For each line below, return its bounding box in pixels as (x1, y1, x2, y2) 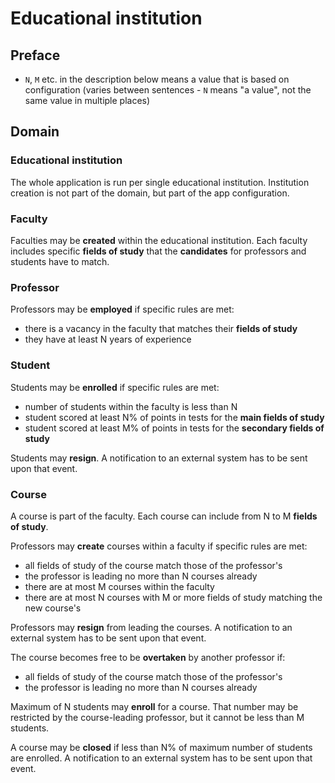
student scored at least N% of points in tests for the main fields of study (24, 411, 325, 423)
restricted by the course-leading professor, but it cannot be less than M (10, 711, 305, 723)
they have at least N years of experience (24, 333, 192, 346)
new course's (24, 602, 82, 614)
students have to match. (10, 255, 110, 267)
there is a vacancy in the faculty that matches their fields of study (24, 323, 298, 335)
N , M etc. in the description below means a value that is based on (24, 73, 290, 85)
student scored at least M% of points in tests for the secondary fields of (24, 422, 325, 434)
